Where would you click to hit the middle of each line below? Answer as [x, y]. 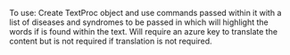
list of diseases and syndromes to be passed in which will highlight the [139, 22]
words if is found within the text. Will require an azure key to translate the [144, 31]
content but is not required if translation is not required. [111, 41]
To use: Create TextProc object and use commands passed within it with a [145, 13]
